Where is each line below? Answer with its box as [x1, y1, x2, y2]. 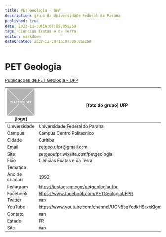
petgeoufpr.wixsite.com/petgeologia [39, 151, 113, 157]
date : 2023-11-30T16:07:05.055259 [5, 24, 77, 29]
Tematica [7, 164, 26, 170]
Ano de [7, 171, 22, 177]
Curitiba [39, 137, 55, 143]
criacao [7, 177, 23, 183]
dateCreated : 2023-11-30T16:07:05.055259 [5, 39, 92, 44]
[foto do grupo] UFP [86, 102, 128, 108]
